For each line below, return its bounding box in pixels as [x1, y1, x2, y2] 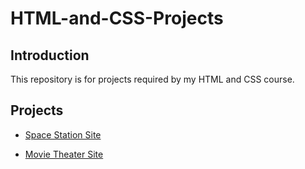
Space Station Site [24, 128, 102, 141]
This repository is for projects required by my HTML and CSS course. [10, 73, 295, 85]
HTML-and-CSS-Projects [10, 7, 224, 30]
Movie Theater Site [24, 148, 104, 160]
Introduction [10, 47, 90, 64]
